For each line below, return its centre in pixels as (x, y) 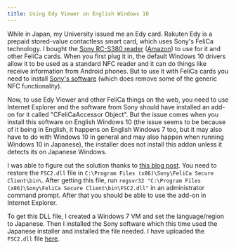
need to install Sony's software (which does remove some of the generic (112, 79)
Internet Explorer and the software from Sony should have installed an (109, 107)
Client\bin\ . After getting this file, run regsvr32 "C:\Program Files (104, 180)
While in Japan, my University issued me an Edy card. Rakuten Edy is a (110, 34)
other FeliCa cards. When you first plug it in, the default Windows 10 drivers (117, 56)
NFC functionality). (34, 86)
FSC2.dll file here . (33, 238)
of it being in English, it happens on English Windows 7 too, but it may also (115, 129)
